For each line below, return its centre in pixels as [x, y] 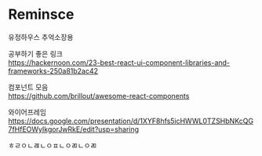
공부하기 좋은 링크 [35, 53]
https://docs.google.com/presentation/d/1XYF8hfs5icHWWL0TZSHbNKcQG [131, 121]
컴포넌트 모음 [28, 87]
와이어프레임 [27, 112]
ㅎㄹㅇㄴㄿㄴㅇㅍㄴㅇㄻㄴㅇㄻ [53, 145]
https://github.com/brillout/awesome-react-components [99, 96]
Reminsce [41, 15]
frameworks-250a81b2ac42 [53, 71]
